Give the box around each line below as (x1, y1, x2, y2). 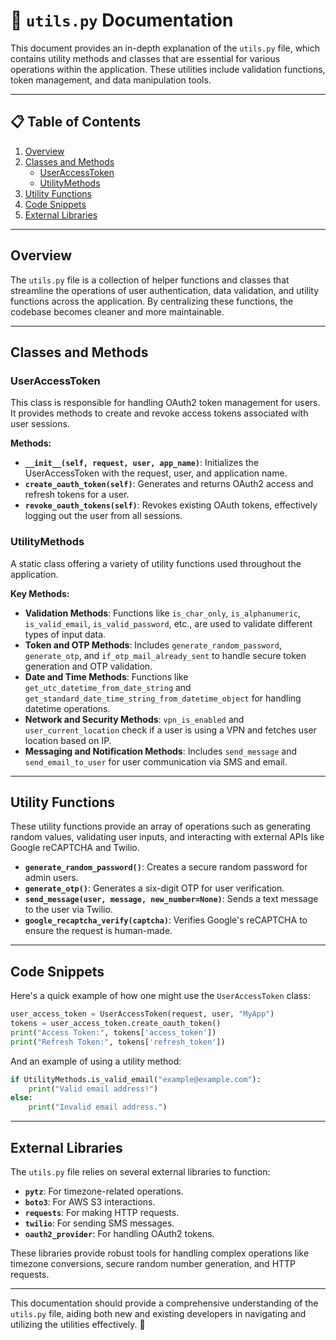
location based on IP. (24, 734, 112, 746)
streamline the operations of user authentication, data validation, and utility (10, 284, 320, 296)
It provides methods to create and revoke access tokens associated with (10, 407, 309, 419)
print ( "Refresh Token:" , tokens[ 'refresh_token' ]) (10, 1037, 226, 1047)
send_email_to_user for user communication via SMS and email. (24, 755, 288, 768)
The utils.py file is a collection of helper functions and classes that (10, 274, 290, 286)
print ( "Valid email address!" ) (28, 1084, 159, 1094)
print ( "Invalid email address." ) (28, 1102, 168, 1113)
